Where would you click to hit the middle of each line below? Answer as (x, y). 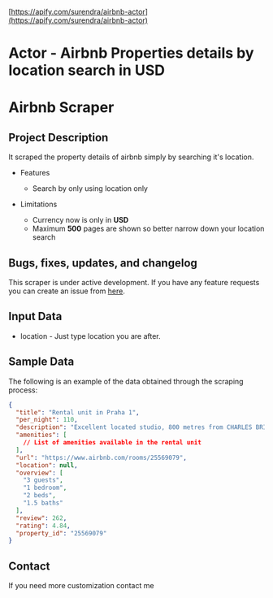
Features (35, 173)
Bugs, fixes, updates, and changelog (103, 263)
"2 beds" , (40, 496)
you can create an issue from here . (67, 291)
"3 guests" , (43, 480)
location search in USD (87, 70)
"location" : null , (47, 465)
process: (23, 390)
